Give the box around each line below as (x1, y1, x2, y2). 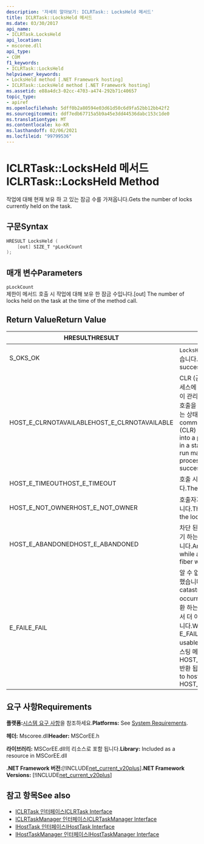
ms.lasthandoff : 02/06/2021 (6, 128, 78, 134)
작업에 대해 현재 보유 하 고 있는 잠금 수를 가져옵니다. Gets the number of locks (6, 195, 192, 202)
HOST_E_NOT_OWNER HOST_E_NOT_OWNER (9, 503, 138, 511)
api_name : (6, 26, 32, 32)
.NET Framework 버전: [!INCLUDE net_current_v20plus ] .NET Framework (6, 764, 185, 772)
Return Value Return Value (6, 314, 106, 325)
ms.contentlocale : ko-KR (6, 122, 69, 128)
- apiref (6, 99, 29, 105)
